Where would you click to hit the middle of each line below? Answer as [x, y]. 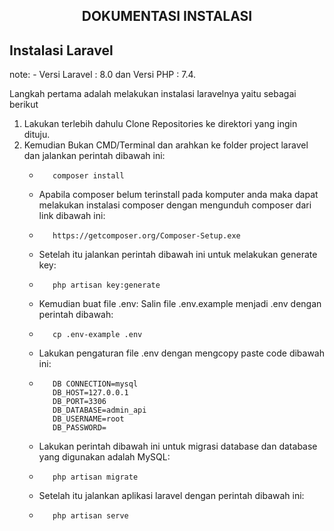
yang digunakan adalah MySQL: [104, 457]
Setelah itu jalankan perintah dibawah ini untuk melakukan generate [178, 255]
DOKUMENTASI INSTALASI [167, 16]
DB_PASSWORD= [79, 428]
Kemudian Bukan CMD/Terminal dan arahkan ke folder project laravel [166, 145]
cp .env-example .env [97, 335]
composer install [88, 176]
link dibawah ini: [72, 216]
